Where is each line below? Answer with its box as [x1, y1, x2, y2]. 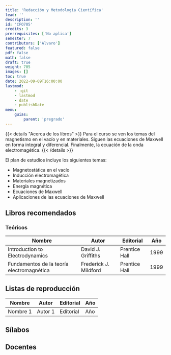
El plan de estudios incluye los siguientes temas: [5, 157, 107, 163]
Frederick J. [80, 261, 109, 268]
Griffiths [80, 252, 101, 259]
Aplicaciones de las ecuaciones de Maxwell [12, 194, 104, 200]
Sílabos [5, 325, 30, 334]
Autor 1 [37, 308, 55, 315]
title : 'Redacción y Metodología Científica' [5, 7, 103, 13]
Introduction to [8, 246, 43, 253]
